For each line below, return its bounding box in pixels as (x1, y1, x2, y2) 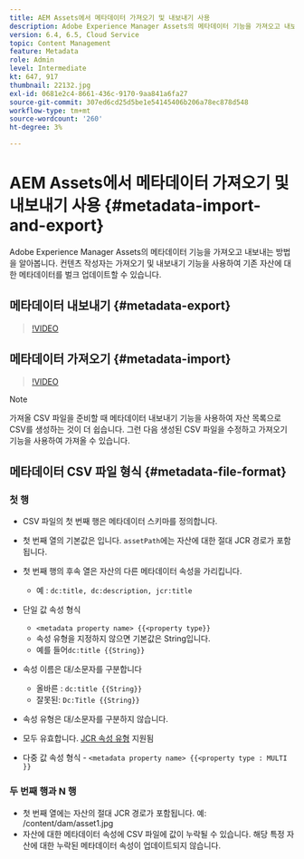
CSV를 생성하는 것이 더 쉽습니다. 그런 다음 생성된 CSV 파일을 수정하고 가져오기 (9, 424, 288, 434)
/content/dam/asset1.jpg (22, 817, 114, 828)
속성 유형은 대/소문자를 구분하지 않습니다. (22, 714, 169, 725)
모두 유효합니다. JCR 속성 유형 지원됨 (22, 733, 155, 744)
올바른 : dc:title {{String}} (35, 683, 143, 694)
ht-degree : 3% (9, 123, 63, 132)
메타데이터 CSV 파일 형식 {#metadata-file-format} (9, 464, 287, 479)
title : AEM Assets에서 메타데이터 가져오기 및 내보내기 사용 (9, 13, 211, 23)
